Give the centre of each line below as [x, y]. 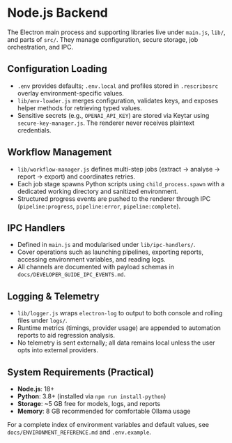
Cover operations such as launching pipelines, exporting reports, [110, 252]
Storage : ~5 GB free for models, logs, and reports [89, 404]
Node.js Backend [57, 13]
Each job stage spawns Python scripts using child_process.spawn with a [121, 183]
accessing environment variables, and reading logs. [91, 260]
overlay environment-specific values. [70, 93]
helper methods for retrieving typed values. [79, 108]
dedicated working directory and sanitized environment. [98, 191]
